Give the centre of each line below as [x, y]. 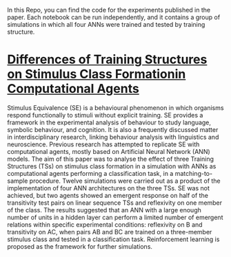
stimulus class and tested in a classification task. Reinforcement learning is [113, 239]
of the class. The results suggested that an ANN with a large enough [104, 210]
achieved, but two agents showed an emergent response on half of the [108, 195]
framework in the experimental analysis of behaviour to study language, [109, 122]
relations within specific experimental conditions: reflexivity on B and [105, 224]
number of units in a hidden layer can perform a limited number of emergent [115, 217]
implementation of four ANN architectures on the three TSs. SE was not [109, 188]
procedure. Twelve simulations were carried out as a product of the [125, 181]
